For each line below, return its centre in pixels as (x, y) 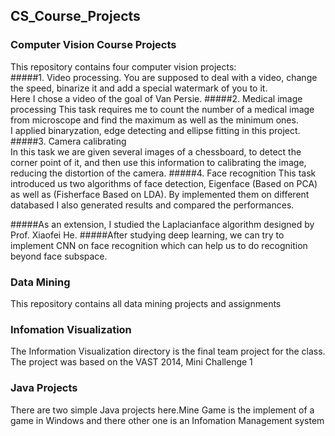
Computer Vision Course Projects (93, 45)
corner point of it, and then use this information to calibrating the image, (158, 162)
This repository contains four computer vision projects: (123, 66)
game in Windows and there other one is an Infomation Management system (167, 420)
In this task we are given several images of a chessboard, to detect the (156, 151)
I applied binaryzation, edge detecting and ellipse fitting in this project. (155, 130)
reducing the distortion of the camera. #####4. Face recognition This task (163, 173)
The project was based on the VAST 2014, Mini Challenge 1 (131, 362)
